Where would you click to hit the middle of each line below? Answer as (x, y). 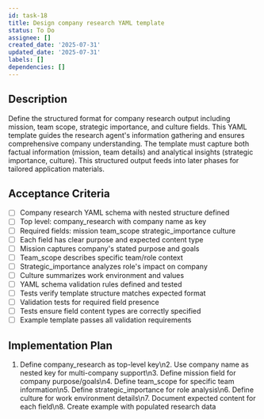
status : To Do (32, 30)
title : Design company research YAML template (86, 23)
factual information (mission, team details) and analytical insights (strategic (131, 152)
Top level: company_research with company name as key (113, 222)
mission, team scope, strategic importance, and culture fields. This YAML (128, 127)
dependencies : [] (37, 67)
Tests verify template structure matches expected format (113, 293)
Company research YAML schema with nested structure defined (124, 213)
